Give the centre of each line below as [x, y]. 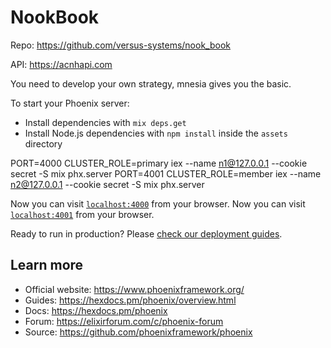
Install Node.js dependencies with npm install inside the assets [156, 133]
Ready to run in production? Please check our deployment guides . [146, 233]
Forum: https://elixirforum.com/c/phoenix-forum [124, 321]
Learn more [47, 265]
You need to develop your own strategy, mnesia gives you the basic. [151, 83]
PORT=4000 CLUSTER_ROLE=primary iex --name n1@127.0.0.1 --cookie [159, 163]
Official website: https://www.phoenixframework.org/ [134, 289]
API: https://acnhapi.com [61, 64]
